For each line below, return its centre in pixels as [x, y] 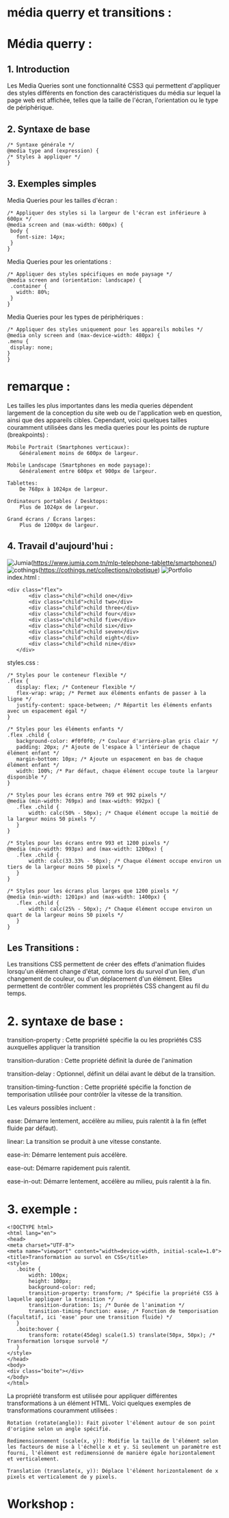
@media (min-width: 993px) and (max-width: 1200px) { [85, 849]
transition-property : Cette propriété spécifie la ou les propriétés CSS [104, 1040]
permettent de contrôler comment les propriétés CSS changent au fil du [108, 986]
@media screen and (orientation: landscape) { [75, 280]
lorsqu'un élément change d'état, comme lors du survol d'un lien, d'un [106, 972]
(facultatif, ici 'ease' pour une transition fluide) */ [90, 1317]
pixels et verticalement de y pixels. [62, 1477]
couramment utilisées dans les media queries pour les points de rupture [108, 427]
